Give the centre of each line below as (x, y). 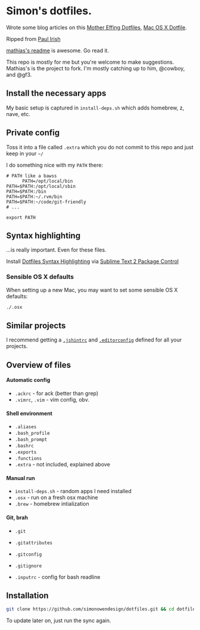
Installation (27, 595)
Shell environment (29, 413)
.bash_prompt (31, 440)
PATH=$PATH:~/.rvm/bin (34, 197)
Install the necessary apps (56, 93)
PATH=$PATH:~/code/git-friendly (46, 202)
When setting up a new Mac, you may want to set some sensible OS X (92, 290)
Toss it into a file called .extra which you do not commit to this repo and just (100, 147)
